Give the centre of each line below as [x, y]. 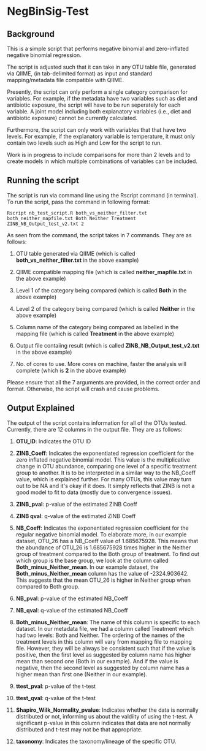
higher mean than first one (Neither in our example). [82, 674]
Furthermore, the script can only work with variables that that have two [97, 130]
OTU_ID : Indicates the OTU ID [53, 441]
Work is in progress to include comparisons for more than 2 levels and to [99, 155]
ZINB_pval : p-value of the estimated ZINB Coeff [76, 504]
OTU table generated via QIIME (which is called [75, 253]
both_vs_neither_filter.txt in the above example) [77, 260]
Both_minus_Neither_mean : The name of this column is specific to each [108, 622]
